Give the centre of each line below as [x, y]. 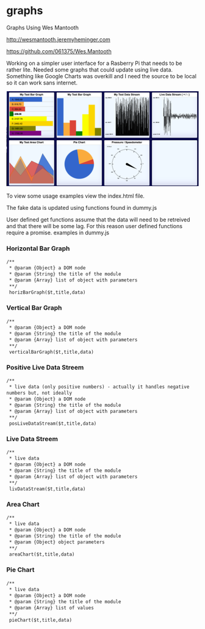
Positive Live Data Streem [45, 367]
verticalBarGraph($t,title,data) [52, 352]
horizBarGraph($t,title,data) [47, 292]
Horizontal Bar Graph [38, 248]
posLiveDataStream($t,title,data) [53, 423]
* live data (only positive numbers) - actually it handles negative [99, 387]
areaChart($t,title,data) [42, 554]
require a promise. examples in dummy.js [58, 233]
